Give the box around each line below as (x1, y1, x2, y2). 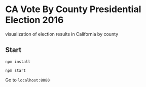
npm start (5, 68, 26, 73)
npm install (5, 59, 30, 64)
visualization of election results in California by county (5, 31, 119, 37)
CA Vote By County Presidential (5, 4, 141, 15)
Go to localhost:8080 (5, 77, 50, 83)
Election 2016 (5, 14, 64, 26)
